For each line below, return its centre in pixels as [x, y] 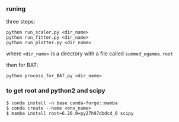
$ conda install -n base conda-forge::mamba [62, 103]
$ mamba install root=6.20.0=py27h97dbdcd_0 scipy [70, 113]
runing [16, 9]
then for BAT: [22, 65]
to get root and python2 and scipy [56, 91]
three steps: [21, 22]
